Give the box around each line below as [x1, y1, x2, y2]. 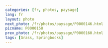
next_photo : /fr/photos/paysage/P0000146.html [5, 21, 104, 26]
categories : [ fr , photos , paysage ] [5, 7, 79, 12]
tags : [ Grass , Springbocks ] [5, 35, 64, 40]
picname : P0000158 [5, 26, 43, 31]
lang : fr [5, 12, 23, 17]
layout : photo [5, 16, 35, 21]
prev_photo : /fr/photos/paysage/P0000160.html [5, 30, 104, 35]
